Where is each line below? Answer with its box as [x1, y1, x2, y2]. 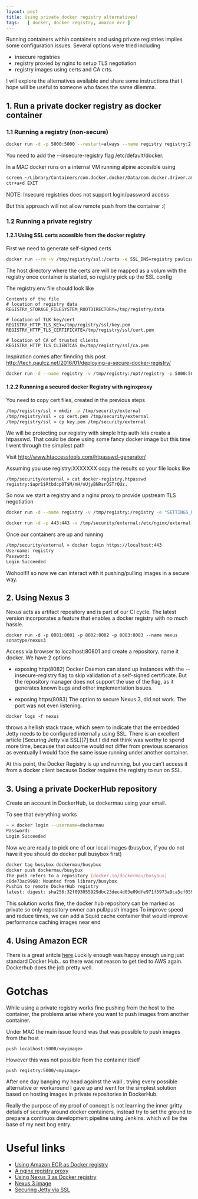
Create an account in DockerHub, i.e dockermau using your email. [6, 799, 166, 806]
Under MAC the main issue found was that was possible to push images [6, 1028, 181, 1035]
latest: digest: [6, 889, 46, 895]
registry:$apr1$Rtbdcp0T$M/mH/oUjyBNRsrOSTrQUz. [6, 482, 128, 488]
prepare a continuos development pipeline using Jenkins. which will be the [6, 1114, 187, 1122]
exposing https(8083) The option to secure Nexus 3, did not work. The [14, 696, 187, 703]
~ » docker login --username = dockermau [6, 822, 104, 828]
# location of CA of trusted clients [6, 337, 99, 343]
